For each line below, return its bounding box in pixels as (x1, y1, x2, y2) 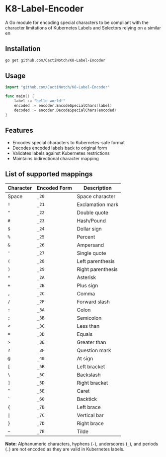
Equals (77, 331, 93, 338)
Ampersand (77, 241, 104, 248)
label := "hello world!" (14, 98, 66, 104)
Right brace (77, 420, 104, 427)
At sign (77, 355, 93, 362)
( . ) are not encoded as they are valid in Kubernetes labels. (5, 446, 125, 452)
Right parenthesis (77, 266, 118, 273)
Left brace (77, 404, 101, 411)
